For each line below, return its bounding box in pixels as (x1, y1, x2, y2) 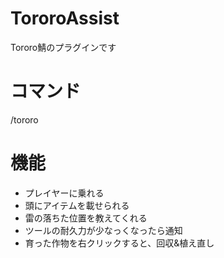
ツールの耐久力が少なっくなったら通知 (24, 224, 183, 236)
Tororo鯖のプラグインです (10, 41, 117, 53)
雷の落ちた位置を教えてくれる (24, 212, 148, 224)
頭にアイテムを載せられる (24, 199, 130, 211)
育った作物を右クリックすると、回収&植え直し (24, 237, 215, 249)
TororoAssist (10, 7, 120, 30)
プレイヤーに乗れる (24, 187, 105, 199)
